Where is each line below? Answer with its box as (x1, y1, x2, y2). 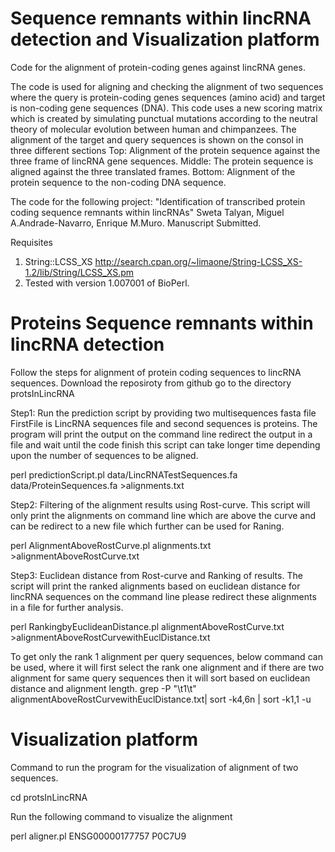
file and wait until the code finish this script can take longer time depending (10, 438, 321, 451)
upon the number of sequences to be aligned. (10, 449, 199, 461)
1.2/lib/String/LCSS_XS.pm (24, 266, 135, 278)
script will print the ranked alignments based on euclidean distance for (10, 580, 301, 592)
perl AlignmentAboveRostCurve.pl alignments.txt (10, 539, 212, 551)
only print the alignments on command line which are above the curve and (10, 509, 317, 521)
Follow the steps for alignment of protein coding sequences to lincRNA (10, 366, 302, 378)
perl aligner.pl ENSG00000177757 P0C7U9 (10, 830, 187, 842)
